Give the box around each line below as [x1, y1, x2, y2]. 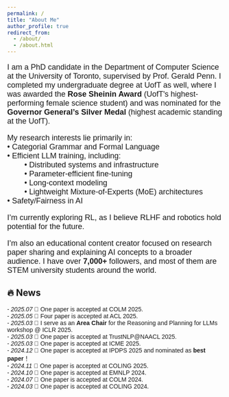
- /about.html [13, 42, 53, 49]
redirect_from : [7, 29, 51, 36]
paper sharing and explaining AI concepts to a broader [7, 248, 193, 257]
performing [7, 99, 45, 108]
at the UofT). [7, 117, 51, 125]
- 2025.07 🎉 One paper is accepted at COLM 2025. [7, 305, 144, 313]
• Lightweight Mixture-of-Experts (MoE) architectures [24, 187, 204, 196]
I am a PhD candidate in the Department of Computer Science [7, 62, 219, 72]
